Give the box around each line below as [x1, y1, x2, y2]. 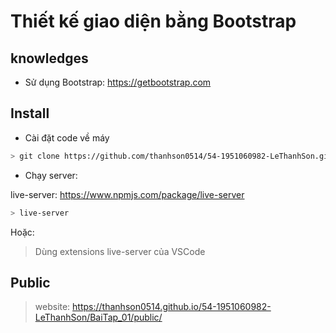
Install [10, 105, 50, 122]
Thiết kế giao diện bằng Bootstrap [10, 10, 297, 33]
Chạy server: [24, 169, 78, 181]
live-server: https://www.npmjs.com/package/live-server [10, 188, 245, 200]
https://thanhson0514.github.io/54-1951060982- [72, 301, 272, 313]
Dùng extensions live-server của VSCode [34, 245, 206, 257]
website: [34, 301, 71, 313]
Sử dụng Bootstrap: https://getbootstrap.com [24, 76, 212, 88]
